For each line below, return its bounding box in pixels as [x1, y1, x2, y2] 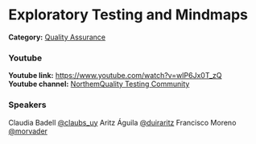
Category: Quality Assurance [8, 32, 106, 42]
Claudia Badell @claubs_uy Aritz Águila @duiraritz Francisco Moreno [8, 117, 237, 127]
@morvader [8, 126, 48, 136]
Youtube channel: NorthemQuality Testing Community [8, 79, 190, 89]
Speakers [8, 99, 47, 110]
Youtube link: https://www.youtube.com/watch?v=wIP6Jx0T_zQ [8, 71, 223, 80]
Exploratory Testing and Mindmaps [8, 6, 248, 24]
